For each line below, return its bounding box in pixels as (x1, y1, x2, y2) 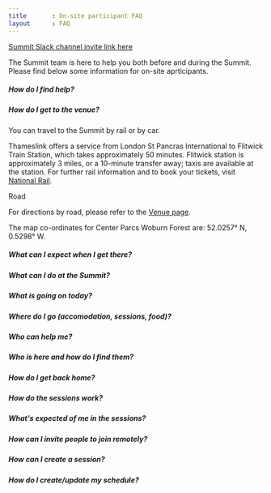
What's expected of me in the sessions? (8, 414, 146, 423)
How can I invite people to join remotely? (8, 434, 148, 444)
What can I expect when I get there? (8, 250, 133, 259)
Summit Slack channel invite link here (8, 41, 133, 51)
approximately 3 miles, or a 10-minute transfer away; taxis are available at (8, 158, 254, 168)
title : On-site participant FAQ (8, 11, 143, 20)
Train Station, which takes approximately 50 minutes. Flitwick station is (8, 149, 244, 159)
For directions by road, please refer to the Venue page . (8, 207, 192, 216)
